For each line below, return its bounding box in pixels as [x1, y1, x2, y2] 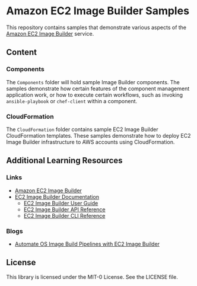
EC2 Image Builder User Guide [23, 199, 99, 206]
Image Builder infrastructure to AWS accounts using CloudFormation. [6, 138, 175, 145]
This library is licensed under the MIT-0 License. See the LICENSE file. [6, 273, 178, 280]
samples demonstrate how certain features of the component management [6, 85, 190, 92]
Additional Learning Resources [6, 155, 123, 166]
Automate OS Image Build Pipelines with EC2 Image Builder [14, 240, 160, 247]
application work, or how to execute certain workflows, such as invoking [6, 91, 183, 98]
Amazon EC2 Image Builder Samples [6, 4, 190, 18]
